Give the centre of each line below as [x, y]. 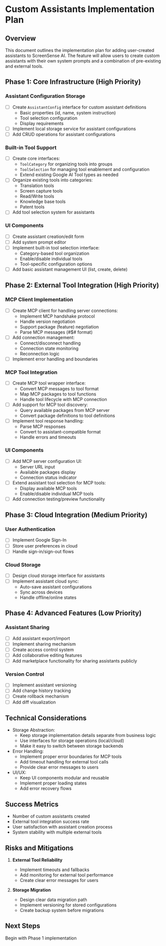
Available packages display [48, 472]
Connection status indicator [48, 477]
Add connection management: [43, 337]
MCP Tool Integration [31, 372]
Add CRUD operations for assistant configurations [64, 134]
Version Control [25, 674]
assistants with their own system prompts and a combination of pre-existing [83, 61]
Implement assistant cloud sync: [45, 581]
